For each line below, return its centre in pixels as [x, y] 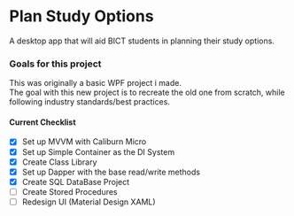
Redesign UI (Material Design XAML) [89, 202]
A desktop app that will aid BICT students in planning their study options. [142, 41]
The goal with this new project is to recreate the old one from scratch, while [147, 93]
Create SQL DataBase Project [76, 181]
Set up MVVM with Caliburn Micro [84, 142]
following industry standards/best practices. [90, 102]
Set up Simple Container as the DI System [98, 151]
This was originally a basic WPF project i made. [95, 83]
